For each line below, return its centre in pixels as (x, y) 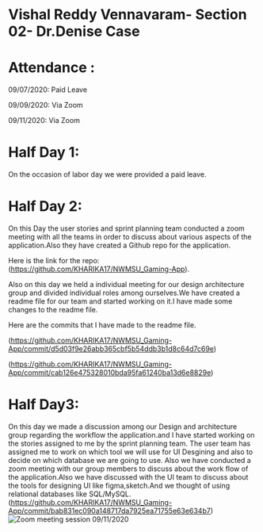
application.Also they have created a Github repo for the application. (120, 245)
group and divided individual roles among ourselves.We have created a (124, 293)
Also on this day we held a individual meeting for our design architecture (126, 284)
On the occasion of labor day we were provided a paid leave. (108, 174)
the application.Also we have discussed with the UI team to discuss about (128, 477)
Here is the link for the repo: (54, 260)
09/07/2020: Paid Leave (48, 90)
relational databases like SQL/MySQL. (70, 494)
